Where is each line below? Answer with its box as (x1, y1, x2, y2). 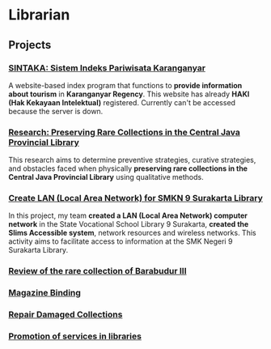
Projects (8, 38, 52, 52)
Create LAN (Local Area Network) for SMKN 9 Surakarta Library (8, 193, 263, 204)
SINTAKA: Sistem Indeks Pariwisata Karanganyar (8, 62, 206, 74)
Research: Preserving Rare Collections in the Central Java (8, 126, 240, 138)
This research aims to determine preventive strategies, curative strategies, (8, 155, 256, 165)
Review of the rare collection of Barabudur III (8, 266, 188, 277)
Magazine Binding (8, 287, 81, 299)
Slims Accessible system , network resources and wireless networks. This (8, 228, 256, 238)
